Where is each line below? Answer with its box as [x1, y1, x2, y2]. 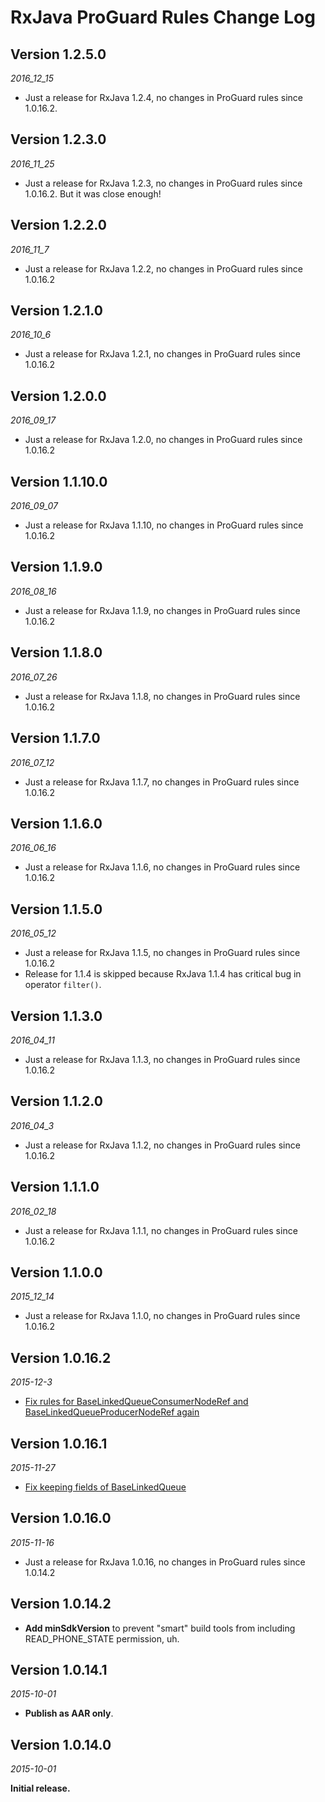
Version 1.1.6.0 [10, 815, 103, 832]
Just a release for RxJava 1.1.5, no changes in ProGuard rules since [24, 947, 301, 959]
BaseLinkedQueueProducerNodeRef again [24, 1406, 200, 1418]
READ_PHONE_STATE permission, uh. [24, 1632, 180, 1645]
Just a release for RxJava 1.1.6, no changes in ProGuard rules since [24, 861, 301, 873]
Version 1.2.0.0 [10, 387, 107, 405]
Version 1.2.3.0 [10, 131, 107, 148]
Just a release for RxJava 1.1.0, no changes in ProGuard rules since [24, 1310, 301, 1322]
